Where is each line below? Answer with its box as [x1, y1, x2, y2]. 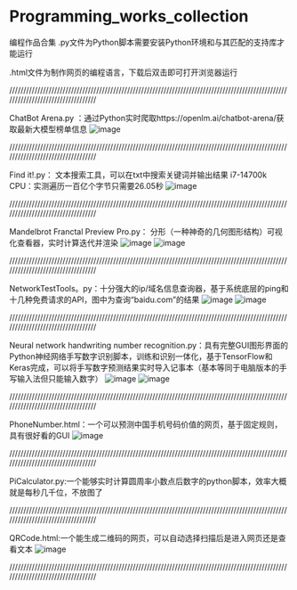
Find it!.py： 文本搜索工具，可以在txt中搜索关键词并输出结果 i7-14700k [9, 169, 268, 180]
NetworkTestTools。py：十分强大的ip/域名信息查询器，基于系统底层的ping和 [9, 283, 289, 293]
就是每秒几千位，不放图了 [9, 487, 103, 497]
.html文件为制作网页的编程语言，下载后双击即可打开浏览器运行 [9, 67, 238, 78]
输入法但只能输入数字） [16, 373, 103, 384]
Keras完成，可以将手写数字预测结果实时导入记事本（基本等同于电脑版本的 [9, 362, 280, 373]
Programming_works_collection [9, 6, 249, 27]
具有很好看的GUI [9, 430, 70, 440]
